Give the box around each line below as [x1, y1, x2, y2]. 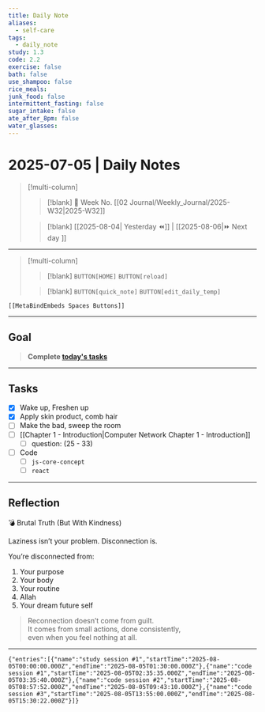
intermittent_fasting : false [8, 100, 104, 108]
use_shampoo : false [8, 78, 73, 85]
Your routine [19, 583, 61, 593]
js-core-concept [31, 458, 85, 466]
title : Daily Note [8, 11, 69, 20]
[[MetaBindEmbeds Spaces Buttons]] [8, 301, 125, 309]
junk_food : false [8, 93, 65, 100]
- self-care [15, 26, 55, 34]
